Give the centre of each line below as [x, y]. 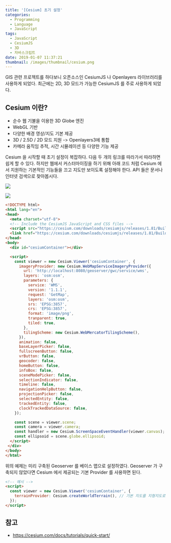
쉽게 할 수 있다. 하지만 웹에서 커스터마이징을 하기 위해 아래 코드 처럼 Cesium [81, 164]
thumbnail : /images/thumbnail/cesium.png [50, 62]
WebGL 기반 [25, 127]
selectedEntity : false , [44, 399]
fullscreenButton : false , [46, 351]
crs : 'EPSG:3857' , [47, 309]
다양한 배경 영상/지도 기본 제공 [43, 133]
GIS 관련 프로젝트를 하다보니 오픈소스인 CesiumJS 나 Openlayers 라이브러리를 [84, 77]
